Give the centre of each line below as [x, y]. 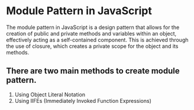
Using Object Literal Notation [50, 94]
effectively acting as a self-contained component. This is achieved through [97, 40]
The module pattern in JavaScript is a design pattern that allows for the [93, 27]
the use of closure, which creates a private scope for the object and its [92, 46]
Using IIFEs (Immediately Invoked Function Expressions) [83, 101]
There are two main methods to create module [93, 71]
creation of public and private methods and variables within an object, [91, 33]
